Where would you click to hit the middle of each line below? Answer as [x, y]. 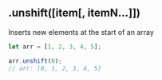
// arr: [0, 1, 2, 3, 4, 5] [55, 68]
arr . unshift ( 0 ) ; [35, 61]
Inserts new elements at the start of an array [81, 32]
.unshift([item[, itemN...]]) [75, 13]
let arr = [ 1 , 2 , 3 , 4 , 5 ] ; [55, 47]
